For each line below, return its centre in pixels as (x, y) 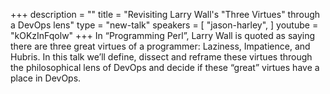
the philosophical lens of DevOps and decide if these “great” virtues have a (165, 67)
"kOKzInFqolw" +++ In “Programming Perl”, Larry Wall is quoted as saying (163, 35)
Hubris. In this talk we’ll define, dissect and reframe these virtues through (161, 57)
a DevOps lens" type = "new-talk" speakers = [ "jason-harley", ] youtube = (164, 25)
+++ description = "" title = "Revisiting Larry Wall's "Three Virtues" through (165, 14)
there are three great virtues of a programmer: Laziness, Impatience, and (160, 46)
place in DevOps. (46, 78)
